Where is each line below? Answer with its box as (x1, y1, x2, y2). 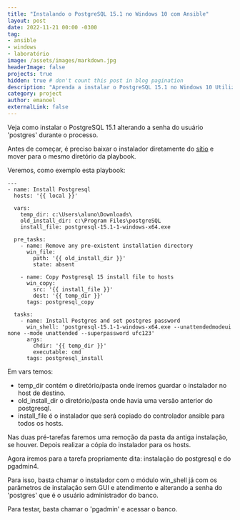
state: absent (33, 261, 75, 268)
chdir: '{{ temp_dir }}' (33, 342, 107, 349)
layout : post (7, 17, 46, 24)
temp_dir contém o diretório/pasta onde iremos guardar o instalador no (17, 381, 227, 389)
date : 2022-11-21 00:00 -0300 (7, 24, 98, 31)
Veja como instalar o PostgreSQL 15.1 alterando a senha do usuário (7, 123, 204, 131)
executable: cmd (33, 348, 81, 356)
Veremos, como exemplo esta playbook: (7, 166, 126, 174)
